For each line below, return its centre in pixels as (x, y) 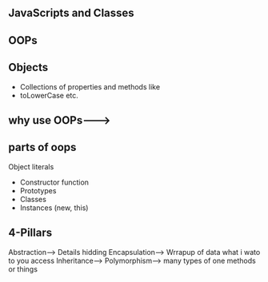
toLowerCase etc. (49, 95)
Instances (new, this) (54, 208)
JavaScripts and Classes (71, 13)
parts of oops (42, 147)
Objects (28, 68)
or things (23, 269)
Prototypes (38, 190)
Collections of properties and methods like (90, 86)
